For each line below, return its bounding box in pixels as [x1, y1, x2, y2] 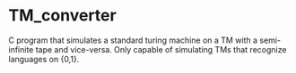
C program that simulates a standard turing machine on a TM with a [8, 35, 257, 45]
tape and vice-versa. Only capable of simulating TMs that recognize [35, 44, 287, 54]
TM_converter [8, 5, 118, 26]
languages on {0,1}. [8, 53, 80, 64]
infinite [8, 44, 34, 54]
